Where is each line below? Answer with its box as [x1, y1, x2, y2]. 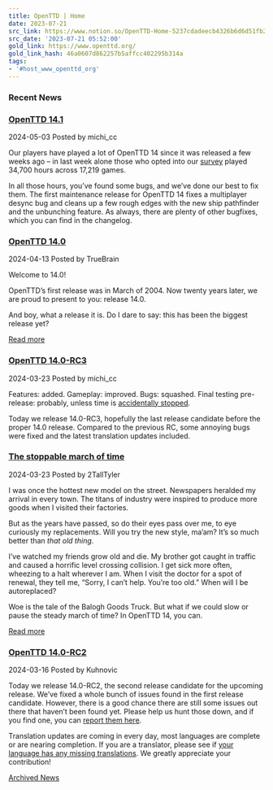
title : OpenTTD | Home [8, 11, 85, 20]
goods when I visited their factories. [8, 502, 128, 513]
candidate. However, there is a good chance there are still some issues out [8, 698, 258, 708]
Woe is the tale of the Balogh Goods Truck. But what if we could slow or [8, 601, 249, 611]
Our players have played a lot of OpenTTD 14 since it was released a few [8, 147, 252, 157]
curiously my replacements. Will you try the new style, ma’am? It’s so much [8, 526, 260, 537]
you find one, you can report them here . [8, 715, 142, 725]
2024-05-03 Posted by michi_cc [8, 132, 118, 142]
